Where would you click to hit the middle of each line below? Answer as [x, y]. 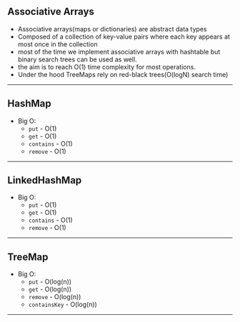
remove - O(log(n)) [55, 297]
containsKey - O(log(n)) [63, 305]
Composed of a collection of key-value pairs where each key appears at [124, 36]
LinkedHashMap [45, 180]
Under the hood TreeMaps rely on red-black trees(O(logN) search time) [123, 74]
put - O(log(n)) [50, 282]
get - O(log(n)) [50, 289]
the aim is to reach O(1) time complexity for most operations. [107, 66]
